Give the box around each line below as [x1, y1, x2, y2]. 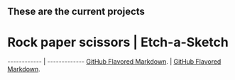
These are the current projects [7, 6, 146, 18]
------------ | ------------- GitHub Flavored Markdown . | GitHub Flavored [7, 57, 222, 66]
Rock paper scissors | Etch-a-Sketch [7, 34, 229, 50]
